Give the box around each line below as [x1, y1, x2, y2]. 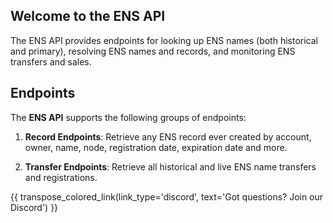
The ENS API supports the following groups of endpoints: [10, 111, 247, 123]
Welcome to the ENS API [10, 8, 166, 25]
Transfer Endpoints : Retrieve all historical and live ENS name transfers [24, 160, 317, 173]
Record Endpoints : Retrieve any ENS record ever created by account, [24, 130, 312, 143]
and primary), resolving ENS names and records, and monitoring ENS [10, 45, 296, 57]
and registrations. [24, 171, 98, 183]
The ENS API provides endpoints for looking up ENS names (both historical [10, 34, 318, 46]
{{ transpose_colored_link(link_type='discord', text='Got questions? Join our [10, 190, 324, 203]
